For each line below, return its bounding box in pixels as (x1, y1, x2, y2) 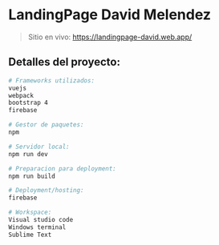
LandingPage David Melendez (8, 6, 211, 24)
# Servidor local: (8, 143, 70, 151)
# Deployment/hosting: (8, 187, 84, 195)
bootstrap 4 (8, 98, 48, 107)
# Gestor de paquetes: (8, 121, 84, 129)
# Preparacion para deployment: (8, 164, 116, 173)
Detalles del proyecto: (8, 55, 120, 69)
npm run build (8, 172, 56, 180)
